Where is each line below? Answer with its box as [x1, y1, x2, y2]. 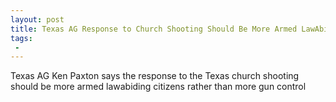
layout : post [10, 14, 65, 25]
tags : [10, 33, 33, 43]
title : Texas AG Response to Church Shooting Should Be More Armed [10, 24, 298, 34]
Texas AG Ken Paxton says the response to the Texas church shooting [10, 70, 300, 82]
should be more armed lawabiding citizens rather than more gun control [10, 81, 307, 93]
